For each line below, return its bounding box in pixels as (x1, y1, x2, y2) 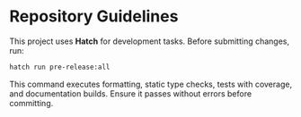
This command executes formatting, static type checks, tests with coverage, (9, 79, 293, 89)
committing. (9, 97, 54, 108)
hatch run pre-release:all (9, 63, 111, 71)
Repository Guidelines (9, 6, 179, 27)
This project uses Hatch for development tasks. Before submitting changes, (9, 36, 290, 46)
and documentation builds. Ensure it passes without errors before (9, 88, 252, 99)
